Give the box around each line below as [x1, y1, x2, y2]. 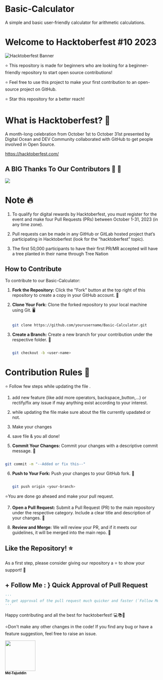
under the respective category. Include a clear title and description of [12, 509, 151, 515]
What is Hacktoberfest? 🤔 [5, 115, 111, 126]
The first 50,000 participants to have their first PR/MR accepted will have [12, 245, 158, 252]
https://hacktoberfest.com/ [5, 151, 59, 156]
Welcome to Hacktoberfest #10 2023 [5, 37, 157, 48]
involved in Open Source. [5, 141, 56, 147]
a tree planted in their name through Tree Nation [12, 251, 109, 256]
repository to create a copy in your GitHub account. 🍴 [12, 292, 119, 298]
